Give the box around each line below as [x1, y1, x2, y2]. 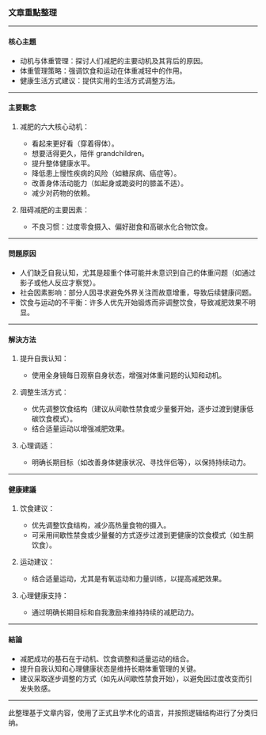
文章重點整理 [8, 6, 58, 17]
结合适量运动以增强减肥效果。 [31, 424, 129, 433]
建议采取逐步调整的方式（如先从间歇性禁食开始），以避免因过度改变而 [19, 673, 245, 683]
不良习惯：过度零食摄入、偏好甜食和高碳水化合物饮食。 [31, 222, 212, 231]
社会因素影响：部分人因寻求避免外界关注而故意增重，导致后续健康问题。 [19, 288, 256, 297]
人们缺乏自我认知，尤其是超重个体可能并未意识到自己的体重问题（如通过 [19, 268, 256, 277]
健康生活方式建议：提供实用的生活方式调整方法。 [19, 75, 180, 85]
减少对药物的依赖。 [31, 188, 95, 197]
